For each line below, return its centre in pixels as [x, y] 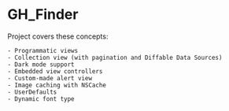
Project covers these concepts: [58, 36]
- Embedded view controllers [55, 71]
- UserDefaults [32, 92]
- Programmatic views [43, 50]
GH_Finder [43, 15]
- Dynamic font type [41, 99]
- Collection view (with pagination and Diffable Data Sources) [115, 57]
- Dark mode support [41, 65]
